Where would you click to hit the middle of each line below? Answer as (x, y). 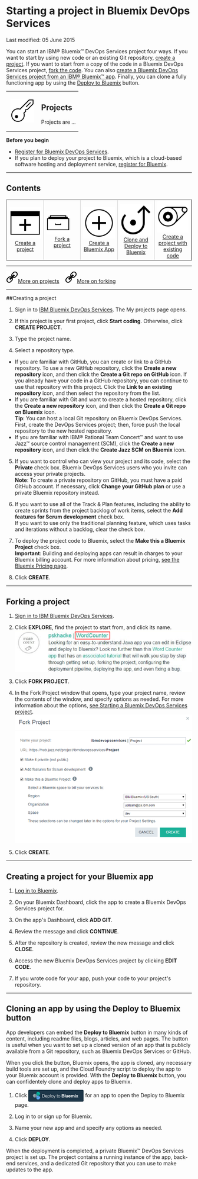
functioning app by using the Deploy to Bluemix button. (73, 83)
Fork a (62, 239)
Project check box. (38, 547)
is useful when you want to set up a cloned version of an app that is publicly (98, 1045)
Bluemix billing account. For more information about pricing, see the (97, 560)
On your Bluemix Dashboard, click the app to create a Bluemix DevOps (100, 902)
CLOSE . (24, 949)
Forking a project (38, 602)
